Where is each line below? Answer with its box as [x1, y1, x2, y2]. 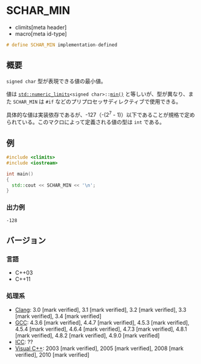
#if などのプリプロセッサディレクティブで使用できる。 [45, 98, 182, 105]
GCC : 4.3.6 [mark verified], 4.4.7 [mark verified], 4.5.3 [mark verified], [14, 319, 190, 326]
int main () [6, 171, 34, 177]
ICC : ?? [14, 338, 33, 345]
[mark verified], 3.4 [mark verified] [14, 313, 101, 320]
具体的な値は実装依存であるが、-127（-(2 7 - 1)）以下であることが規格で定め [6, 110, 195, 118]
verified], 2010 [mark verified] [14, 351, 89, 358]
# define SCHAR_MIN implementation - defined [6, 42, 118, 48]
